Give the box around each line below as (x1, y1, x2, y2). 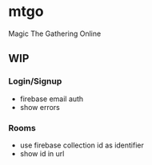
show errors (19, 102, 60, 112)
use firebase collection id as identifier (19, 140, 144, 150)
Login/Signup (8, 76, 62, 87)
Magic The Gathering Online (8, 29, 102, 38)
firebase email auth (19, 94, 84, 104)
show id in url (19, 148, 65, 158)
